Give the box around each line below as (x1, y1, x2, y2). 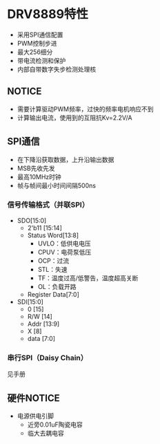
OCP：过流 (37, 257, 70, 265)
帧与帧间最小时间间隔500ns (17, 181, 97, 189)
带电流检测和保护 (17, 56, 66, 64)
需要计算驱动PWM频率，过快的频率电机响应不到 (17, 104, 154, 113)
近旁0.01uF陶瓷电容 (27, 420, 83, 429)
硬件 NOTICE (7, 392, 60, 404)
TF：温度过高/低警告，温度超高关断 (37, 274, 139, 282)
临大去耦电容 (27, 429, 64, 437)
